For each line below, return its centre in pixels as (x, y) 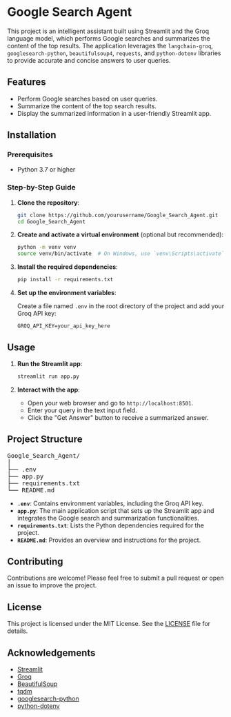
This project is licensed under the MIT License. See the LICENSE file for (109, 624)
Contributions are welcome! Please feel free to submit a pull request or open (115, 578)
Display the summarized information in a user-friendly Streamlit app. (114, 113)
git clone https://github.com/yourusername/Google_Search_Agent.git (118, 215)
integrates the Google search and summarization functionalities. (108, 518)
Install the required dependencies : (68, 267)
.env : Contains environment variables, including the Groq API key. (110, 503)
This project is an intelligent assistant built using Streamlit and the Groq (108, 31)
